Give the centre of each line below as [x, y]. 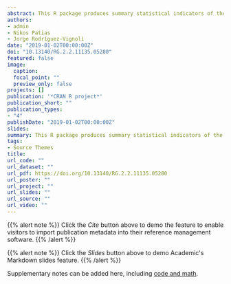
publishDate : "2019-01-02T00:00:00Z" [61, 122]
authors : [20, 20]
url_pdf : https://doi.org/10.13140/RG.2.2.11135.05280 [87, 173]
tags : [15, 142]
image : [16, 65]
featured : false [30, 58]
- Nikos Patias [29, 33]
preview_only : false [43, 84]
